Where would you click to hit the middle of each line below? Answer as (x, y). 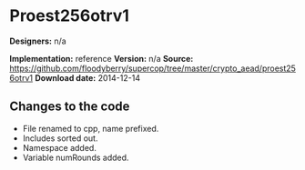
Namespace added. (60, 147)
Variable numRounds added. (76, 157)
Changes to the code (70, 107)
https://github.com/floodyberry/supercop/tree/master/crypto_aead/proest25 (152, 68)
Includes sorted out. (60, 138)
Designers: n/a (38, 41)
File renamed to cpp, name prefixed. (91, 128)
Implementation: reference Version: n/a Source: (102, 58)
